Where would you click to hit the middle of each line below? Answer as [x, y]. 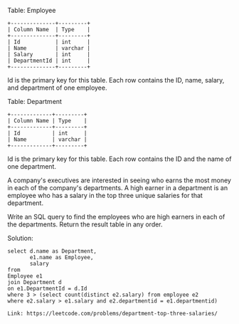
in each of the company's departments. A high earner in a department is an [118, 188]
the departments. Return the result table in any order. [85, 224]
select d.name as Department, [52, 251]
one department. [32, 166]
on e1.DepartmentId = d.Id [47, 288]
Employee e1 [25, 276]
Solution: [20, 238]
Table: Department [35, 101]
